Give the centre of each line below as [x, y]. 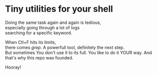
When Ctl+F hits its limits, [31, 42]
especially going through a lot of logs [42, 27]
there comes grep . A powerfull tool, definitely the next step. [65, 47]
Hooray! [13, 67]
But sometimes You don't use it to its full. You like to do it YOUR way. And [78, 53]
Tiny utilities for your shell [59, 9]
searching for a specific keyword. [39, 33]
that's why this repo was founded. [39, 57]
